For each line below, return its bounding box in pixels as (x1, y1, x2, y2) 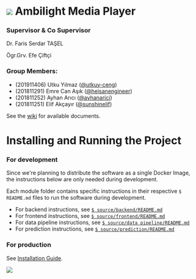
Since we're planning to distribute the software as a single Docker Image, (6, 169, 191, 176)
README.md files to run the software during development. (6, 194, 147, 201)
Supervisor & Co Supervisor (6, 26, 91, 35)
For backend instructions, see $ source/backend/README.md (15, 206, 163, 213)
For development (6, 155, 58, 164)
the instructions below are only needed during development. (6, 176, 158, 183)
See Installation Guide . (6, 255, 63, 262)
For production (6, 241, 52, 249)
